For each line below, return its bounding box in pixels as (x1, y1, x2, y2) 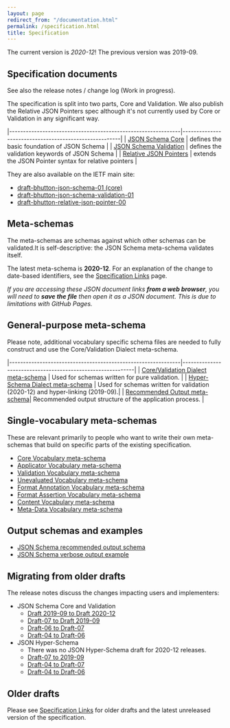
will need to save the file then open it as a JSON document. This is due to (7, 292, 216, 300)
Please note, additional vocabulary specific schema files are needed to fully (7, 338, 221, 346)
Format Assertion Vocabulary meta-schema (16, 490, 141, 499)
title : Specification (7, 29, 69, 36)
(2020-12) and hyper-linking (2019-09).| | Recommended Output (7, 387, 190, 396)
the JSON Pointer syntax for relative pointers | (7, 157, 137, 165)
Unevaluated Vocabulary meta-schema (16, 475, 128, 484)
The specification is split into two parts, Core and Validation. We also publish (7, 100, 224, 108)
